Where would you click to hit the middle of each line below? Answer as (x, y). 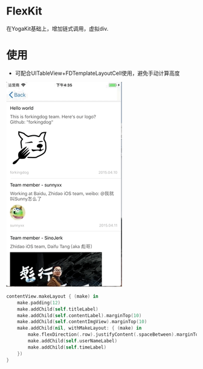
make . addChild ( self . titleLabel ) (58, 309)
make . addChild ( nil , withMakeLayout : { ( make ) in (79, 328)
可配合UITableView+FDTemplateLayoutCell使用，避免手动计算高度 (97, 73)
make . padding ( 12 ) (39, 303)
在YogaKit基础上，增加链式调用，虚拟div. (57, 28)
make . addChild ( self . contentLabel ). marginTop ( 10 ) (79, 315)
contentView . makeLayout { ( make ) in (52, 296)
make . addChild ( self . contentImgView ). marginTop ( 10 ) (82, 322)
